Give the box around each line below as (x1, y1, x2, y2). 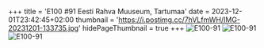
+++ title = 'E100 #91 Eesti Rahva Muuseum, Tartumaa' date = (8, 7, 210, 16)
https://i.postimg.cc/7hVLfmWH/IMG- (118, 15, 240, 24)
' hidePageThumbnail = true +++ (78, 24, 185, 32)
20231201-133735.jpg (8, 24, 79, 32)
